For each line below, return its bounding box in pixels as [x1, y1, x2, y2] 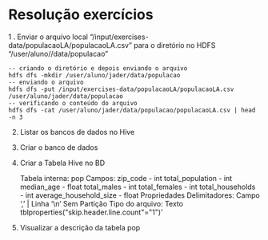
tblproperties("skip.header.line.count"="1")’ [19, 207, 163, 217]
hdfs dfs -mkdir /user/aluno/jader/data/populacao [8, 71, 181, 79]
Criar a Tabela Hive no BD [19, 158, 106, 167]
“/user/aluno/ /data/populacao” [8, 49, 109, 58]
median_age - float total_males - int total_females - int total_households [19, 182, 256, 191]
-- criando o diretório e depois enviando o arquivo [8, 64, 188, 73]
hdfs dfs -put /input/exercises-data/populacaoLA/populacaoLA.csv [8, 85, 234, 93]
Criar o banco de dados [19, 142, 98, 152]
